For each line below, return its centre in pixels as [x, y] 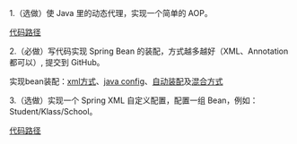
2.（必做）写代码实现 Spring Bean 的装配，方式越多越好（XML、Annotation [149, 51]
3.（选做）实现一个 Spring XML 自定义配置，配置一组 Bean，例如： [134, 100]
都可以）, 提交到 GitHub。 [57, 62]
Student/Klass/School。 [53, 111]
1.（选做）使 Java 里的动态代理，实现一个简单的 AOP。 [111, 13]
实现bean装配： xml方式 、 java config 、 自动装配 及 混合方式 [116, 81]
